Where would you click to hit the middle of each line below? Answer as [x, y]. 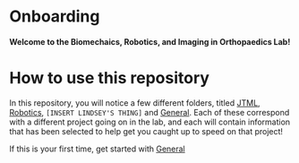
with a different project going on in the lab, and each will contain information [150, 122]
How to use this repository [110, 77]
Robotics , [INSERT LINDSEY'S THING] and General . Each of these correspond [149, 112]
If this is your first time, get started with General [97, 149]
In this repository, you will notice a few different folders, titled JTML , [135, 103]
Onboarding [55, 17]
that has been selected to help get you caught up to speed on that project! [146, 131]
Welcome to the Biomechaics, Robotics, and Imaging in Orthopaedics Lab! [150, 41]
